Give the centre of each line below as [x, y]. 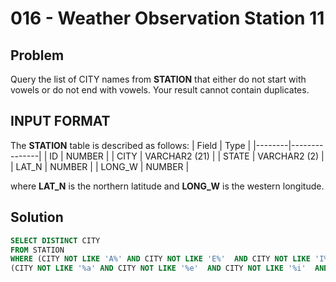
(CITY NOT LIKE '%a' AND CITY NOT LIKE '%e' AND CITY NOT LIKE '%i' [158, 268]
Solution [37, 217]
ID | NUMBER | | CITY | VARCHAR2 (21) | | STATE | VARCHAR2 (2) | [187, 156]
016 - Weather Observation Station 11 [167, 18]
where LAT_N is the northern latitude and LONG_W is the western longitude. [167, 186]
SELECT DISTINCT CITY [55, 240]
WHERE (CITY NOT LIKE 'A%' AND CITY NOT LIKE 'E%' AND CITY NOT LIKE [160, 259]
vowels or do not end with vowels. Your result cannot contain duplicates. [160, 90]
